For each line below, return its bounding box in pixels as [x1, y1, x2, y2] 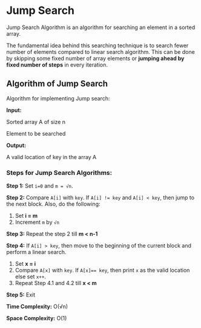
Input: [6, 107, 22, 114]
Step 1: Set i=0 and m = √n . [6, 182, 74, 189]
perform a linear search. [6, 249, 67, 256]
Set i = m [15, 212, 38, 220]
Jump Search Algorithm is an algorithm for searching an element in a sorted [6, 24, 196, 31]
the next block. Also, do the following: [6, 200, 101, 208]
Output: [6, 142, 26, 149]
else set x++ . [15, 273, 47, 280]
